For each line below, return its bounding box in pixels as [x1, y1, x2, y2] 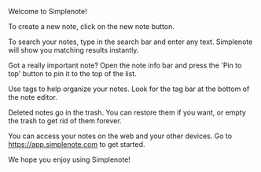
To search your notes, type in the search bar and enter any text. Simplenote [8, 37, 253, 46]
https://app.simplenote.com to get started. [8, 140, 145, 148]
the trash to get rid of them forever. [8, 116, 122, 125]
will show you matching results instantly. [8, 46, 139, 54]
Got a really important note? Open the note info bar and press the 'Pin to [8, 60, 242, 70]
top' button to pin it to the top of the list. [8, 69, 138, 78]
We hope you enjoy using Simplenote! [8, 155, 131, 164]
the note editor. [8, 93, 57, 101]
